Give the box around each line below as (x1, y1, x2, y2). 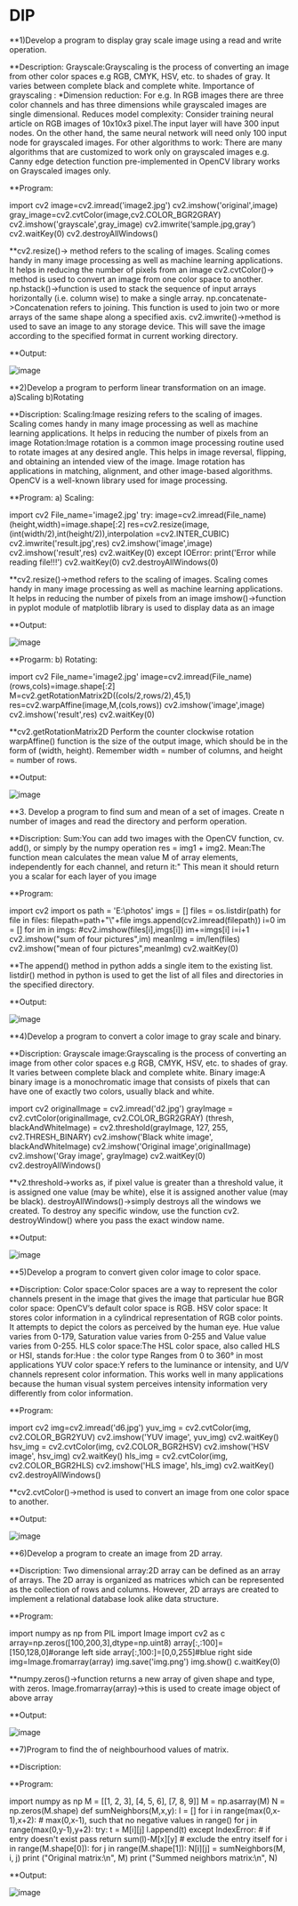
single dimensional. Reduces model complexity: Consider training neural (9, 109, 274, 119)
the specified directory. (9, 979, 95, 990)
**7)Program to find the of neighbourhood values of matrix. (9, 1744, 230, 1755)
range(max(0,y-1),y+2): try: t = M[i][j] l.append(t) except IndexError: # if (9, 1824, 271, 1835)
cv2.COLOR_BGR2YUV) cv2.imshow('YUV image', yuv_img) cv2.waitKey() (9, 1431, 279, 1442)
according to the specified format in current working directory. (9, 330, 238, 341)
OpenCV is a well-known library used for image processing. (9, 475, 229, 486)
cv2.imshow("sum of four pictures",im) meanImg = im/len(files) (9, 933, 240, 944)
